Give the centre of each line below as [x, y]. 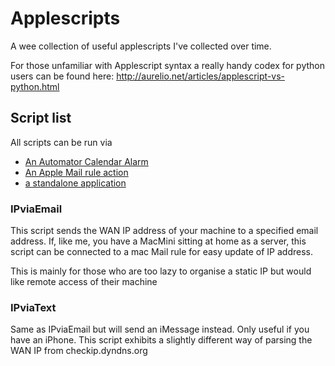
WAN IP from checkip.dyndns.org [79, 351]
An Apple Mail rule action [76, 172]
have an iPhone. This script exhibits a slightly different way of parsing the [161, 340]
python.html [35, 86]
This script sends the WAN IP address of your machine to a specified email [164, 231]
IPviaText [33, 307]
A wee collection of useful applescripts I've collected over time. [141, 46]
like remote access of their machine [84, 282]
